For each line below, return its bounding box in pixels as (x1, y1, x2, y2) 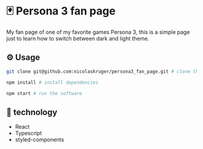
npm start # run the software (6, 90, 83, 96)
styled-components (14, 136, 65, 144)
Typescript (14, 130, 42, 137)
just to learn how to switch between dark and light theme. (6, 35, 150, 42)
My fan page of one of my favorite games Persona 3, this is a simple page (6, 28, 190, 36)
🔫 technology (6, 107, 57, 118)
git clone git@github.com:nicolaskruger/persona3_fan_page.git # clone (6, 68, 190, 74)
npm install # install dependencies (6, 79, 98, 85)
